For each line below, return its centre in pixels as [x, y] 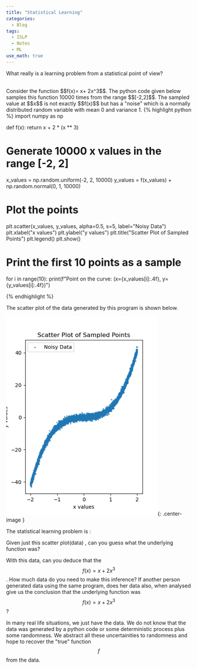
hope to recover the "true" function [49, 642]
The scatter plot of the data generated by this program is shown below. [92, 308]
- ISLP [19, 37]
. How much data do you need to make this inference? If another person [93, 580]
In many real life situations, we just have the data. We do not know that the [96, 623]
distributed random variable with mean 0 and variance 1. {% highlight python [99, 109]
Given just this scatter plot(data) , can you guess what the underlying [90, 542]
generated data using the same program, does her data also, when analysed [98, 586]
